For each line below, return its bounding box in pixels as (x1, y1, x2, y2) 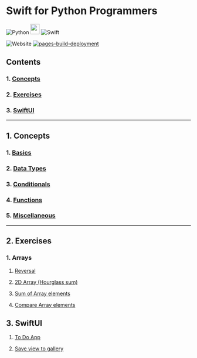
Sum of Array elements (14, 290, 70, 297)
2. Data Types (6, 164, 46, 172)
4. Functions (6, 196, 43, 204)
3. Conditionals (6, 180, 50, 188)
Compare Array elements (14, 301, 76, 308)
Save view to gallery (14, 345, 64, 352)
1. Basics (6, 148, 32, 156)
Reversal (14, 267, 36, 274)
